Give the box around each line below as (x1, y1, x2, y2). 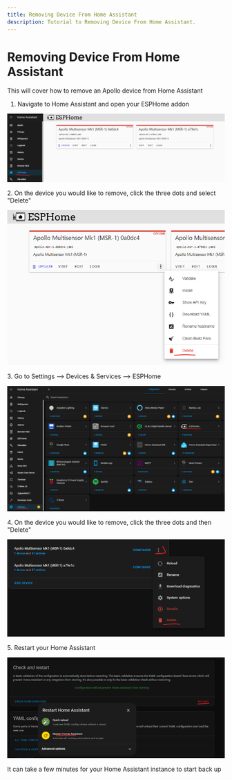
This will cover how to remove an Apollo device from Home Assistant (7, 86, 203, 95)
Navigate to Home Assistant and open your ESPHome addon (17, 100, 190, 109)
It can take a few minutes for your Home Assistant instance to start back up (7, 765, 222, 774)
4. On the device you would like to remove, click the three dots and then (7, 519, 212, 527)
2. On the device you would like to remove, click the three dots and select (7, 189, 216, 197)
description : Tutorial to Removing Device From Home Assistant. (7, 18, 196, 26)
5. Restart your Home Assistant (7, 644, 95, 652)
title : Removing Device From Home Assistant (7, 11, 137, 18)
